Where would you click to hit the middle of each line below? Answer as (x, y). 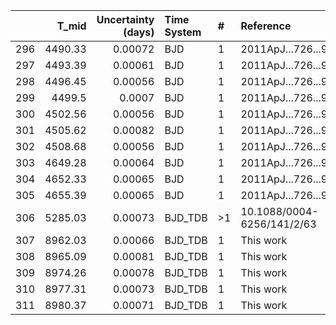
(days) (139, 32)
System (183, 32)
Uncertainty (125, 19)
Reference (266, 26)
